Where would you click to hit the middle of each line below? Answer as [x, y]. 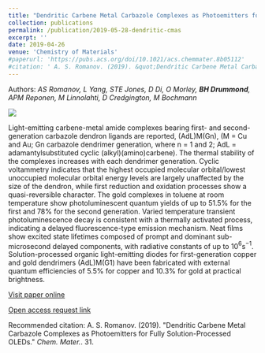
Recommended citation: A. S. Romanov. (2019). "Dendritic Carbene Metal [127, 325]
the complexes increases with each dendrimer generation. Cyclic [114, 161]
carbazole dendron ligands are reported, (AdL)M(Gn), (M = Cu [146, 136]
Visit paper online [37, 295]
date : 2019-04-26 [37, 45]
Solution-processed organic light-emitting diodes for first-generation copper [132, 255]
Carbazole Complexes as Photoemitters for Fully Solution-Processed [119, 334]
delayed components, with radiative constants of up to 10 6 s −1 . [153, 245]
